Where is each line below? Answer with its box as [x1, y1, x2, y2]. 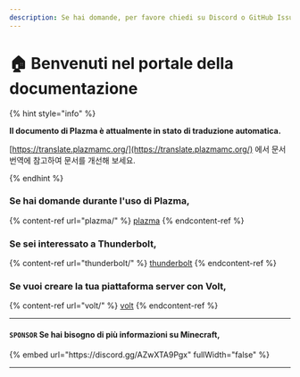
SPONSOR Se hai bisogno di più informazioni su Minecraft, [9, 330, 221, 340]
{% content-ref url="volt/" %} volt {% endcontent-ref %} [9, 300, 219, 311]
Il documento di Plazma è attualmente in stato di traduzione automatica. [9, 125, 281, 136]
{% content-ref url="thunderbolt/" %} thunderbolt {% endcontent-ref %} [9, 258, 277, 269]
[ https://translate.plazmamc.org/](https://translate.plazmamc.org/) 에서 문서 [9, 144, 287, 155]
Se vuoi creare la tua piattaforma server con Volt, [9, 281, 227, 293]
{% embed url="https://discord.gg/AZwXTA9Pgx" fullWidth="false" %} [9, 349, 271, 360]
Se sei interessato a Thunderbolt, [9, 238, 157, 250]
